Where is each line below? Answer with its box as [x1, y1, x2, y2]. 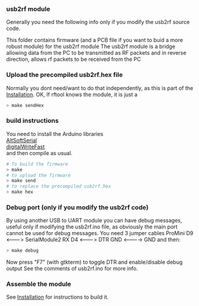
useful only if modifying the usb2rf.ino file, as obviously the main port [6, 223, 178, 230]
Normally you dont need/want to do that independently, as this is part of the [6, 84, 194, 91]
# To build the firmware [6, 161, 68, 167]
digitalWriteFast [6, 143, 45, 150]
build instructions [6, 117, 59, 125]
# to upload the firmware [6, 172, 71, 179]
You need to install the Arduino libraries [6, 130, 104, 137]
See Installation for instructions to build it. [6, 293, 109, 301]
